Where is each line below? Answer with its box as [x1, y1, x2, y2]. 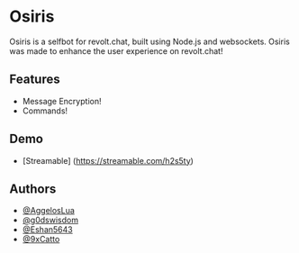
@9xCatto [22, 234, 60, 245]
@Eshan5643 [22, 224, 74, 235]
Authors [9, 181, 57, 196]
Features [9, 72, 60, 87]
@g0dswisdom [22, 214, 79, 226]
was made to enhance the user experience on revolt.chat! [9, 45, 223, 56]
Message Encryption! [22, 95, 102, 106]
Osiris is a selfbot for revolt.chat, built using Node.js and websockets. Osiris [9, 36, 290, 47]
